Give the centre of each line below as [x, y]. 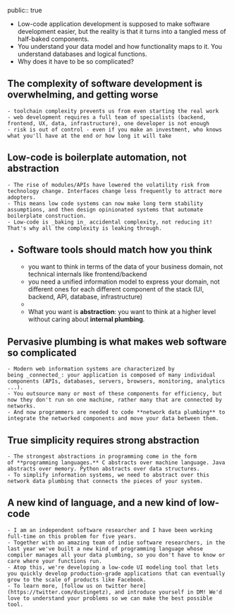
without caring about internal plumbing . [86, 319]
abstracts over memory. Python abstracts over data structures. [104, 469]
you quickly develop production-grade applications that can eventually [116, 573]
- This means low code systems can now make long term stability [105, 203]
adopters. [22, 197]
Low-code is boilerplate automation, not [97, 157]
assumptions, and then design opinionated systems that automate [105, 209]
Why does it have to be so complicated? [75, 62]
